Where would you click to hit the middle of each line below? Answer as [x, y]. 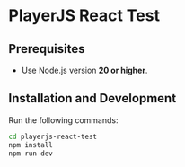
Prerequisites [47, 49]
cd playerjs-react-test [53, 136]
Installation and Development [92, 98]
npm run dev [31, 154]
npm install [31, 145]
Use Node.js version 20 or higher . [84, 70]
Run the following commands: [63, 120]
